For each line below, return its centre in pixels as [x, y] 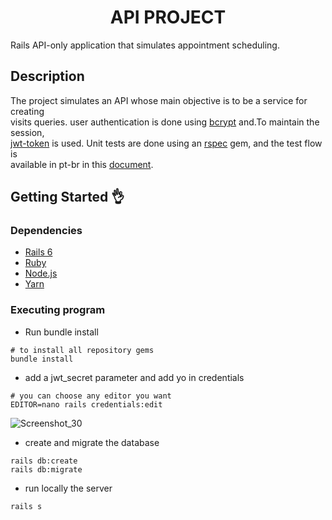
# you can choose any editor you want [91, 396]
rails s [26, 506]
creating [27, 111]
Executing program [58, 310]
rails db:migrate [46, 469]
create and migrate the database [92, 442]
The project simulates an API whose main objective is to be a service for [159, 100]
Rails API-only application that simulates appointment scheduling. [145, 45]
